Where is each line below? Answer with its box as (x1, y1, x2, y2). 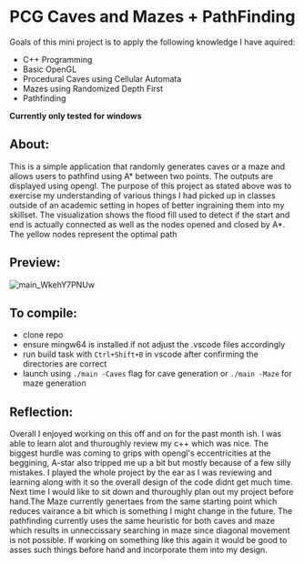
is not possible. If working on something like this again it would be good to (9, 535, 288, 546)
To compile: (9, 305, 77, 320)
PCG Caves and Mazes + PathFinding (9, 6, 296, 27)
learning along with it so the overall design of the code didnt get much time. (9, 477, 293, 488)
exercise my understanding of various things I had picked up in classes (9, 189, 276, 201)
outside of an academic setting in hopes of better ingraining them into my (9, 199, 285, 210)
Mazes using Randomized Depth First (22, 83, 164, 94)
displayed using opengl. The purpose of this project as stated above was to (9, 180, 292, 191)
